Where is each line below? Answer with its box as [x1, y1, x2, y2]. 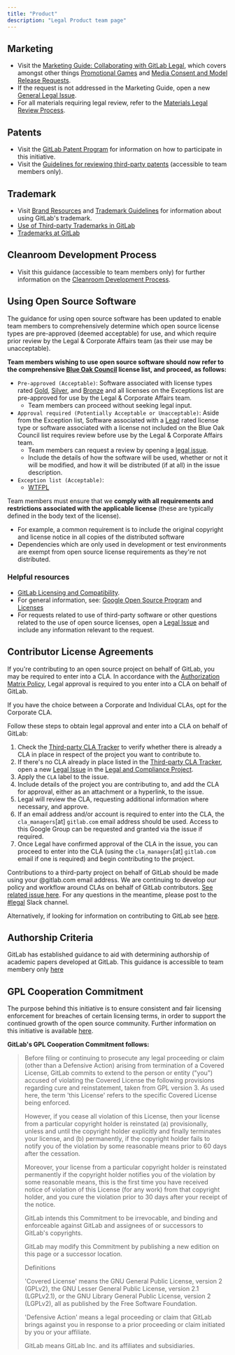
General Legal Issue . [17, 91, 77, 100]
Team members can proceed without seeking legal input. [27, 401, 192, 409]
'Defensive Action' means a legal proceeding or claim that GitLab [24, 1313, 212, 1321]
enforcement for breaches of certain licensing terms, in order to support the [7, 1012, 226, 1020]
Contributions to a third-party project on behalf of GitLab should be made [7, 868, 219, 876]
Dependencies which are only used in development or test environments [17, 540, 227, 548]
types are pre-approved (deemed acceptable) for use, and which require [7, 329, 217, 338]
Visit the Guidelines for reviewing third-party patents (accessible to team [17, 160, 227, 168]
